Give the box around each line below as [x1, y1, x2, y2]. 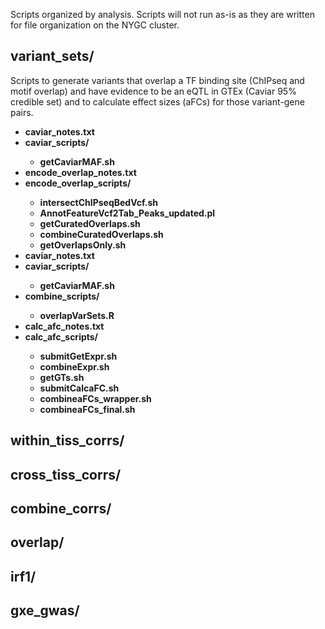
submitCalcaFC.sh [39, 382, 120, 394]
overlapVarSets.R [39, 309, 115, 321]
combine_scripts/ [24, 290, 100, 302]
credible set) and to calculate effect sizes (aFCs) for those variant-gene [10, 95, 305, 108]
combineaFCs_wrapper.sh [39, 392, 152, 404]
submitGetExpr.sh [39, 350, 118, 362]
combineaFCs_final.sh [39, 403, 136, 415]
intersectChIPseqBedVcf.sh [39, 196, 159, 208]
